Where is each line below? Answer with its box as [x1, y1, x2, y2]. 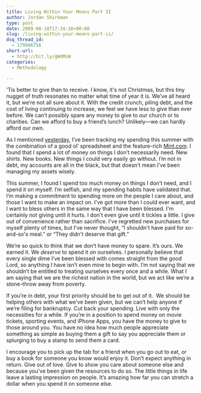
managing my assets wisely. [6, 168, 76, 175]
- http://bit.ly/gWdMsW [11, 53, 71, 59]
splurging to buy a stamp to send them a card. [6, 337, 121, 344]
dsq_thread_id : [6, 37, 44, 43]
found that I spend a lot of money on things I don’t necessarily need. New [6, 149, 188, 156]
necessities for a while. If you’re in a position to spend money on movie [6, 311, 182, 319]
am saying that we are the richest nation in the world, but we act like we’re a [6, 274, 194, 281]
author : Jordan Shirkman [6, 14, 68, 20]
